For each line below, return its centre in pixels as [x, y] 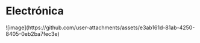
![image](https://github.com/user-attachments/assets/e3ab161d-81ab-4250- [100, 27]
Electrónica [35, 11]
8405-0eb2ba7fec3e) [33, 33]
